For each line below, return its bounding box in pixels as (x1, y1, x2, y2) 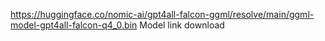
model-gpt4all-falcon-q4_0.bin (10, 19, 138, 31)
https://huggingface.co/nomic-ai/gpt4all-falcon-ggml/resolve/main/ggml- (10, 9, 315, 20)
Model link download (139, 19, 225, 31)
